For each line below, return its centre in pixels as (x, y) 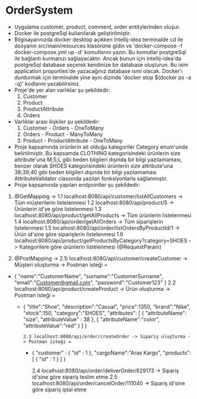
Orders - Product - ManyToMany (63, 134)
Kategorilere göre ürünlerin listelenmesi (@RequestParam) (90, 247)
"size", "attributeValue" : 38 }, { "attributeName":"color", (91, 319)
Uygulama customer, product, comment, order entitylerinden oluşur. (97, 27)
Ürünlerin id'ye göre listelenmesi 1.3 (58, 209)
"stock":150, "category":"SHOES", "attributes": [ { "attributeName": (105, 313)
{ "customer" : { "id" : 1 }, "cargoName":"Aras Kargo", (97, 353)
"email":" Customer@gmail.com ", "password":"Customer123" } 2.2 (95, 282)
